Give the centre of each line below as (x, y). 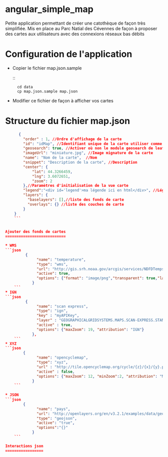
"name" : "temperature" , (61, 260)
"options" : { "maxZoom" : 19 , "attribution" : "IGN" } (90, 329)
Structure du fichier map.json (68, 121)
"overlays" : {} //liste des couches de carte (75, 204)
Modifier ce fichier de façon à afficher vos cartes (63, 100)
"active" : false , (56, 372)
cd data (25, 87)
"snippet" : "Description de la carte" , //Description (80, 162)
